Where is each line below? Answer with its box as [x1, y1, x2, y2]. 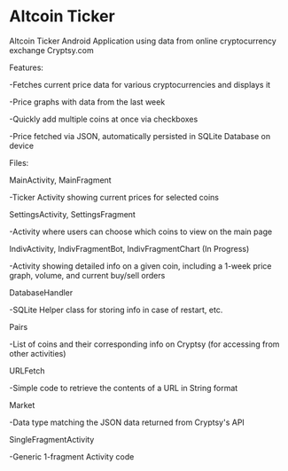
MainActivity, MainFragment [9, 175, 113, 185]
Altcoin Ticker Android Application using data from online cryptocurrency [9, 35, 276, 46]
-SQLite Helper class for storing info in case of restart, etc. [9, 304, 223, 315]
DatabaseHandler [9, 287, 74, 298]
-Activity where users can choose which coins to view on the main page [9, 226, 273, 237]
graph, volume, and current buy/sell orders [9, 270, 166, 280]
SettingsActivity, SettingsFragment [9, 208, 136, 219]
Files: [9, 157, 29, 168]
